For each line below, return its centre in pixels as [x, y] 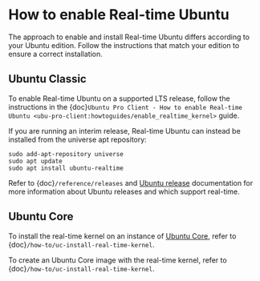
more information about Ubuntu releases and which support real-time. [124, 191]
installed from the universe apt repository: [77, 139]
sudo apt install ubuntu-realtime [66, 168]
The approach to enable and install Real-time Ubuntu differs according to [129, 37]
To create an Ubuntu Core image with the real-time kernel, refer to [118, 260]
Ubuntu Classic [47, 79]
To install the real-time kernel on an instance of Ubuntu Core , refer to [122, 236]
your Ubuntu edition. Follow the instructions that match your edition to [124, 45]
